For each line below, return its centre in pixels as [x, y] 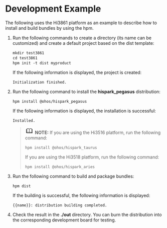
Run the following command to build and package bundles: [73, 176]
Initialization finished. [39, 82]
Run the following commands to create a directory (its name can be [82, 38]
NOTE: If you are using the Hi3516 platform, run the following [98, 132]
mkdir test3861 [28, 53]
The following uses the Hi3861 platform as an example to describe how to [81, 23]
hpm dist [22, 186]
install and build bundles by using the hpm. [49, 28]
